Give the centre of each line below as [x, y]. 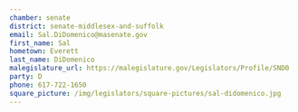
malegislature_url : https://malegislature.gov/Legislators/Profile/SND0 [149, 69]
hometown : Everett [44, 51]
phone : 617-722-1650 [48, 85]
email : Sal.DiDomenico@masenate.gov [78, 34]
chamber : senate [40, 18]
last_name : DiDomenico [52, 60]
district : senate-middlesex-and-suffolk [87, 26]
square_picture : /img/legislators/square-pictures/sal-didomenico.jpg [145, 93]
